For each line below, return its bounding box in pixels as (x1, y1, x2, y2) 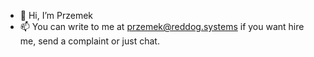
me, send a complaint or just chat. (19, 35, 160, 47)
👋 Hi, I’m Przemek (19, 10, 94, 21)
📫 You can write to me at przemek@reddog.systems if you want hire (19, 21, 305, 32)
